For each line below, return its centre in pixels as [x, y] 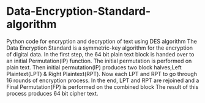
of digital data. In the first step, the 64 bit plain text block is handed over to [100, 54]
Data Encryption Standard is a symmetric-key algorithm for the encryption [100, 48]
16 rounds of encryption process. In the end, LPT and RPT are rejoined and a [103, 80]
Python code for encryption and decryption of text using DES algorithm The [102, 41]
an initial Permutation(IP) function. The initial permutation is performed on [99, 61]
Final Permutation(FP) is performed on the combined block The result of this [102, 86]
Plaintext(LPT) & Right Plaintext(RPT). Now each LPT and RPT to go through [102, 74]
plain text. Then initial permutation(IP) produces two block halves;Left [94, 67]
